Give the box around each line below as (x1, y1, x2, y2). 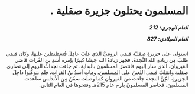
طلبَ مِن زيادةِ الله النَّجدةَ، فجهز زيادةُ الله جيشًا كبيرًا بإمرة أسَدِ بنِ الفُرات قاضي (14, 56, 188, 63)
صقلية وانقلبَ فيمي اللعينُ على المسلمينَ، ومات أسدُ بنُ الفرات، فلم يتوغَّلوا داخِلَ (12, 69, 188, 76)
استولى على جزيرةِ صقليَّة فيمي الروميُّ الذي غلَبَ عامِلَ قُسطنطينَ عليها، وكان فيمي (5, 50, 188, 57)
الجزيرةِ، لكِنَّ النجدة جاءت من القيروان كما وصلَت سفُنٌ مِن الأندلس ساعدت (24, 75, 188, 82)
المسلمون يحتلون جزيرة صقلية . (50, 4, 188, 18)
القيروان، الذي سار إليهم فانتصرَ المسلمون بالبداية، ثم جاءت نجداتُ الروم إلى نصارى (6, 63, 188, 70)
